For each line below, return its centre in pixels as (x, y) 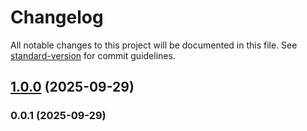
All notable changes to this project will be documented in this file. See (154, 45)
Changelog (57, 17)
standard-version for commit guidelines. (93, 55)
